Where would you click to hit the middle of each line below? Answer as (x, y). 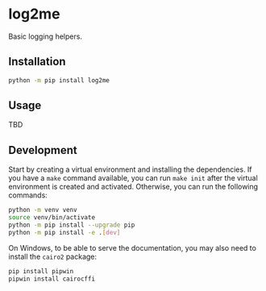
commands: (28, 195)
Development (43, 150)
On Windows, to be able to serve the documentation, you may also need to (132, 247)
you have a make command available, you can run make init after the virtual (133, 178)
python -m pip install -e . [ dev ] (64, 232)
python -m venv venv (43, 210)
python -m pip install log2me (59, 80)
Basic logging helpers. (46, 36)
